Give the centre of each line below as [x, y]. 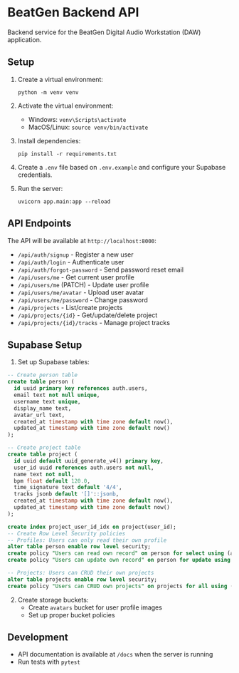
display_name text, [43, 408]
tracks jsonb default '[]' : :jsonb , [67, 494]
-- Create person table [43, 375]
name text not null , [44, 474]
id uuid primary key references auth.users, [81, 389]
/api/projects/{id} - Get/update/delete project [87, 315]
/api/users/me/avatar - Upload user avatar [81, 292]
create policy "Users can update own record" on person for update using [119, 560]
